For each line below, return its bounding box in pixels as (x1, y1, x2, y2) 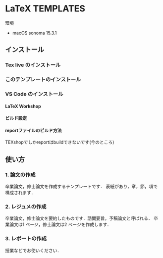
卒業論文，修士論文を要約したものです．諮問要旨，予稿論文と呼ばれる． (5, 215, 153, 221)
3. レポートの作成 (5, 235, 47, 242)
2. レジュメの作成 (5, 204, 47, 210)
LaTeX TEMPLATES (5, 3, 86, 14)
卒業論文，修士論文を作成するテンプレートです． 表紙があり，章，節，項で (5, 184, 158, 190)
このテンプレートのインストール (5, 76, 81, 83)
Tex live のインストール (5, 61, 61, 68)
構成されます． (5, 190, 36, 196)
